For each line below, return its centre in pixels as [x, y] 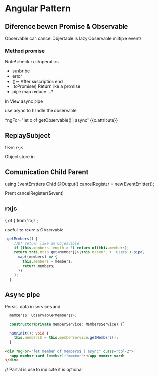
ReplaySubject [27, 136]
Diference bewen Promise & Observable [67, 27]
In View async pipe [24, 101]
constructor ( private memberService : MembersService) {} [67, 325]
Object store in [20, 157]
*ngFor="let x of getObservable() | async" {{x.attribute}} [62, 120]
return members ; [39, 266]
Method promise [25, 51]
